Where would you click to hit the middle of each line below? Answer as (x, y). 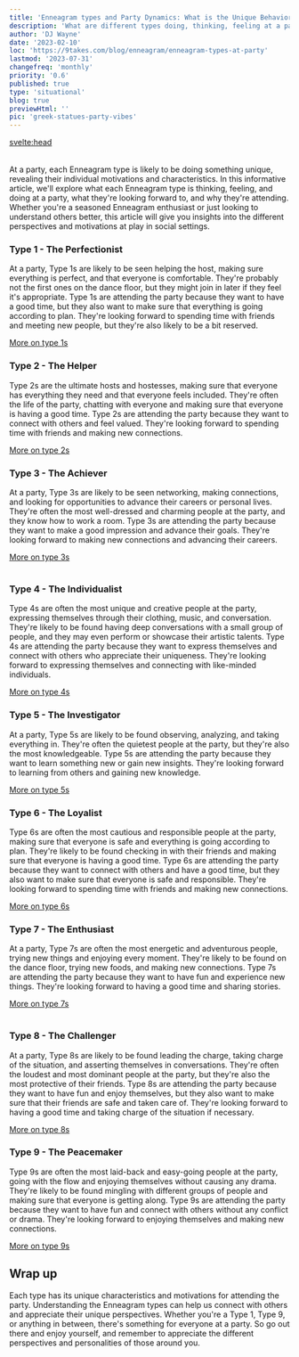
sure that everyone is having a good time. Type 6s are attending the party (144, 860)
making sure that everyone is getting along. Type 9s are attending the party (148, 1200)
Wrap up (33, 1274)
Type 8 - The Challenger (63, 1036)
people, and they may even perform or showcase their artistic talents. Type (147, 637)
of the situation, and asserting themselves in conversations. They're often (144, 1065)
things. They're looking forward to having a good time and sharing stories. (145, 986)
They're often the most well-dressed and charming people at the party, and (147, 511)
